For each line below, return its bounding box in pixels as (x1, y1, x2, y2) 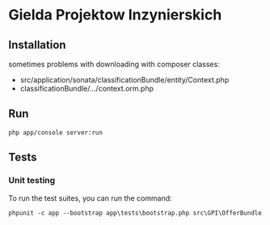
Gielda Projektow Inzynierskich (8, 6, 222, 24)
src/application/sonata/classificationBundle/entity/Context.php (19, 75, 230, 84)
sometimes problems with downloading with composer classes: (8, 59, 220, 69)
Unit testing (8, 175, 56, 186)
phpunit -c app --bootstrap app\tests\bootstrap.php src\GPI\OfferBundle (8, 209, 263, 217)
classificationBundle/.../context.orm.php (19, 83, 154, 93)
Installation (8, 38, 66, 52)
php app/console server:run (8, 128, 103, 137)
